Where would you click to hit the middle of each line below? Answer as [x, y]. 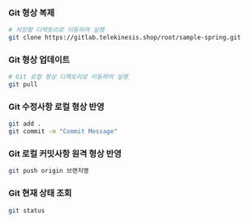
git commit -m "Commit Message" [63, 132]
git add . [25, 124]
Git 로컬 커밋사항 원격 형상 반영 [65, 154]
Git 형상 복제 [32, 12]
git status [27, 210]
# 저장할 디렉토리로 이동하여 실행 [56, 30]
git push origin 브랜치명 [49, 171]
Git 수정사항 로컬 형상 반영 [56, 107]
